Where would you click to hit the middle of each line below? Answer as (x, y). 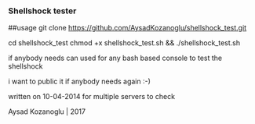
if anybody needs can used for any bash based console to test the (115, 58)
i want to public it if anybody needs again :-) (80, 81)
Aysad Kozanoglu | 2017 (47, 112)
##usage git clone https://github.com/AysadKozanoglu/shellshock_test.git (127, 28)
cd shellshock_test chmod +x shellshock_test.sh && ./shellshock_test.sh (124, 43)
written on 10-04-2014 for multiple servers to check (91, 97)
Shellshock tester (42, 11)
